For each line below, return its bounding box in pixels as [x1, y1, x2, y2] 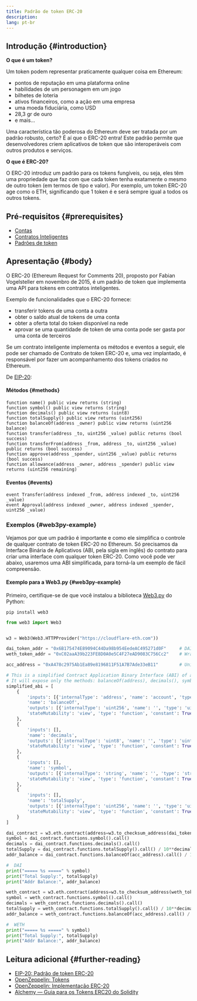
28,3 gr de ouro [14, 111, 53, 118]
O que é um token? [6, 57, 53, 64]
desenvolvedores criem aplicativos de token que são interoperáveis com [6, 141, 181, 148]
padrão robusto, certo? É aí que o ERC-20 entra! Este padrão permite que [6, 134, 184, 141]
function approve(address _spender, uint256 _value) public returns [6, 451, 177, 457]
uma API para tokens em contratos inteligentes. [6, 284, 121, 291]
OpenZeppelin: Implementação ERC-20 [14, 982, 110, 989]
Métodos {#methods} [6, 387, 60, 394]
